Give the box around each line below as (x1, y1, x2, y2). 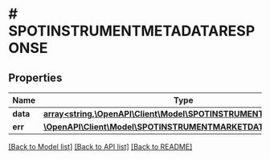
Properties (8, 71, 63, 84)
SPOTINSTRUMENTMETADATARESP (8, 22, 256, 40)
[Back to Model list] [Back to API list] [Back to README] (8, 142, 193, 151)
